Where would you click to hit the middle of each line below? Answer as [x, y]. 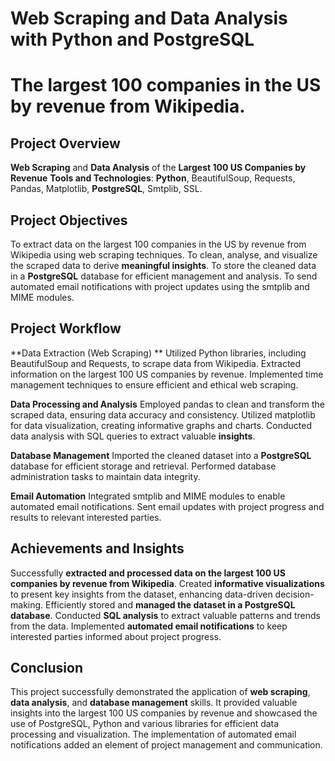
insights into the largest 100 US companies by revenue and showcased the [164, 713]
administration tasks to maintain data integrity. [105, 476]
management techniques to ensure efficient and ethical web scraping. [154, 384]
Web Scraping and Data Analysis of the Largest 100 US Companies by [158, 168]
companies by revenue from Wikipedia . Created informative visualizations [167, 583]
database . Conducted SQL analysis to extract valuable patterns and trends [165, 615]
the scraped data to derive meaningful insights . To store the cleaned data [163, 265]
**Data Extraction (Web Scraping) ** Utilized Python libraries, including [158, 353]
